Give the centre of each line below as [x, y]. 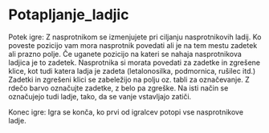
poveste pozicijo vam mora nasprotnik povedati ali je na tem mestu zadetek [133, 45]
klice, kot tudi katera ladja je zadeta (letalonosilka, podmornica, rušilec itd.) [132, 71]
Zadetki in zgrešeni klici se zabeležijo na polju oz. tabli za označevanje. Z [129, 79]
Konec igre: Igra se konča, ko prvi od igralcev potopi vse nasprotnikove [126, 112]
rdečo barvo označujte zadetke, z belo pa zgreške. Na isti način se [118, 88]
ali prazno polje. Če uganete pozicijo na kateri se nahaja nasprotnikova [125, 54]
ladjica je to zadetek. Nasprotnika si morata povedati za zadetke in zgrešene [134, 62]
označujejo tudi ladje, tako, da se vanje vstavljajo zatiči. [100, 96]
